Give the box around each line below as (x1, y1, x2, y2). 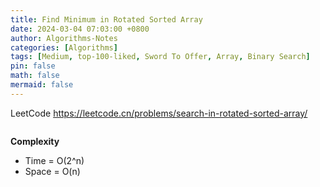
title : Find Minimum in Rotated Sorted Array (10, 14, 203, 25)
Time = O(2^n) (24, 154, 85, 166)
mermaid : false (10, 80, 74, 90)
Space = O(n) (24, 165, 81, 177)
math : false (10, 71, 60, 81)
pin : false (10, 61, 56, 71)
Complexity (10, 135, 60, 147)
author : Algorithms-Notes (10, 33, 118, 43)
